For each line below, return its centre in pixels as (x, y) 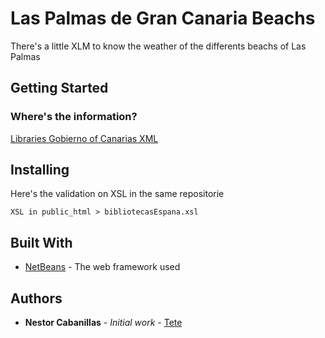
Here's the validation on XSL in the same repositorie (117, 194)
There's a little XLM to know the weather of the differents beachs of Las (158, 46)
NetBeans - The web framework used (102, 267)
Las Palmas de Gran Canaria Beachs (163, 18)
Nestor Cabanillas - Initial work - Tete (103, 323)
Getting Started (59, 88)
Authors (36, 298)
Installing (40, 170)
